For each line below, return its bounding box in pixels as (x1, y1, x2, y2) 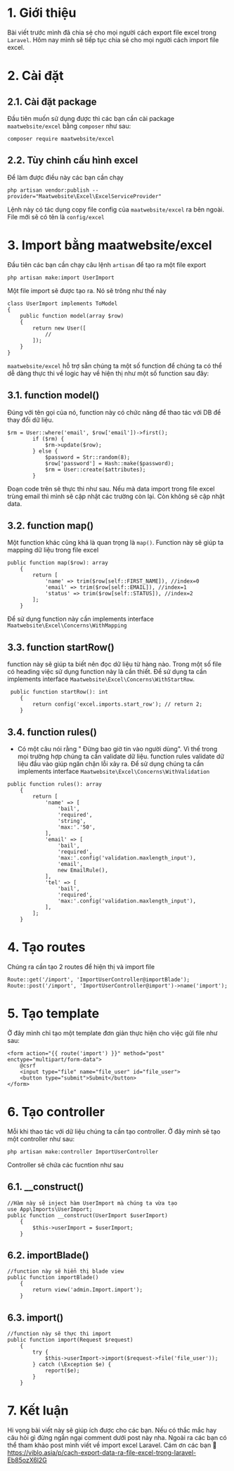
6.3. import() (7, 1311, 64, 1323)
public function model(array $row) (20, 312, 124, 319)
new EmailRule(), (57, 867, 109, 874)
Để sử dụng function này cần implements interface (7, 615, 155, 623)
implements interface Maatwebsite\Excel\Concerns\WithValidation (17, 767, 210, 775)
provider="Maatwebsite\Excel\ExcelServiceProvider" (7, 193, 162, 200)
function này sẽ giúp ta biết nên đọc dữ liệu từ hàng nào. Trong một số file (7, 660, 222, 668)
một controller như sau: (7, 1134, 75, 1143)
